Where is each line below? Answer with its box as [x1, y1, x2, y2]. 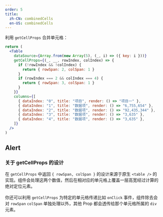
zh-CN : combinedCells [9, 16, 54, 21]
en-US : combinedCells [9, 20, 54, 26]
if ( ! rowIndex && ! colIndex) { [18, 62, 82, 67]
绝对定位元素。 [5, 183, 35, 189]
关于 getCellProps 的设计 [5, 159, 64, 166]
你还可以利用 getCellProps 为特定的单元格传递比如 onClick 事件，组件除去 [5, 195, 154, 200]
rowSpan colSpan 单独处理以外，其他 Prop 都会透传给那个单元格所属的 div [10, 200, 157, 207]
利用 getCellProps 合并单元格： [5, 35, 68, 40]
